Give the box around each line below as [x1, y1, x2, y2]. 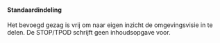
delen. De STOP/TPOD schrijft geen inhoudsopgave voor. [7, 28, 171, 37]
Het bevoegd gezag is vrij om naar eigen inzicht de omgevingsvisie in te [7, 21, 213, 29]
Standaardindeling [7, 6, 62, 14]
